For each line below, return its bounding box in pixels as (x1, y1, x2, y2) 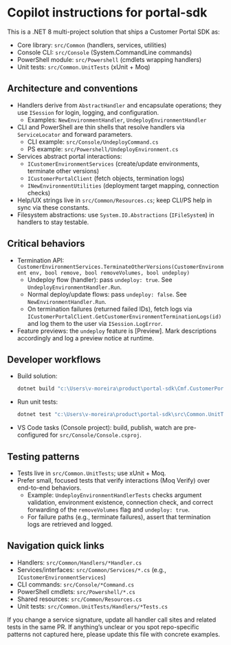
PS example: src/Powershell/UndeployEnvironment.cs (27, 144, 179, 153)
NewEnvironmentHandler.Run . (27, 297, 107, 305)
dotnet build (16, 385, 55, 393)
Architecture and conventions (7, 83, 138, 94)
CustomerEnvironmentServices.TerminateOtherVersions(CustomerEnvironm (16, 263, 224, 270)
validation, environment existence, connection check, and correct (27, 498, 213, 506)
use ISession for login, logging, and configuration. (16, 108, 159, 116)
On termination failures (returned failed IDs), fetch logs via (27, 305, 192, 313)
